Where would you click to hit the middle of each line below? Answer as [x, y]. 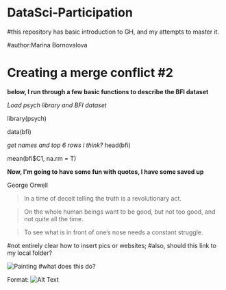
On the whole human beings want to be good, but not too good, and [120, 212]
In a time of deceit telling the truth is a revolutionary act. [103, 198]
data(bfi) [20, 131]
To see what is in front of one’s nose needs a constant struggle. [113, 232]
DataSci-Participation [70, 13]
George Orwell [27, 185]
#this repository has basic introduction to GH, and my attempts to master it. [113, 32]
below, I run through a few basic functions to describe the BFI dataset [108, 91]
